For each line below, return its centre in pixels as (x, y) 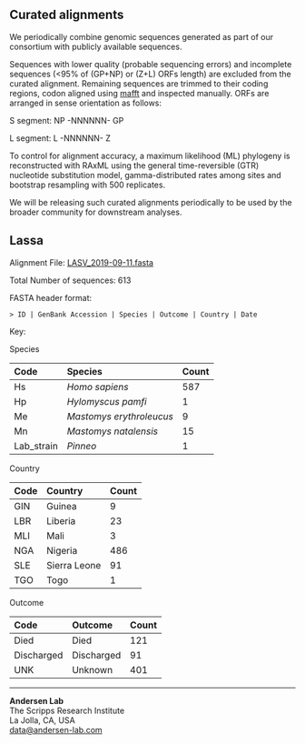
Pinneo (82, 446)
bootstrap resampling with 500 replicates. (88, 185)
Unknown (93, 669)
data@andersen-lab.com (56, 729)
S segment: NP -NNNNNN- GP (67, 120)
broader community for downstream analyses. (96, 212)
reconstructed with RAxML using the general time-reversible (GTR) (134, 165)
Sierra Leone (74, 565)
